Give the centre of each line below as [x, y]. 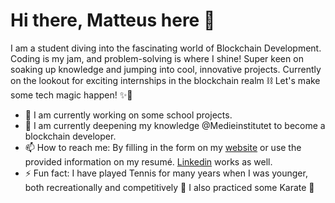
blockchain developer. [70, 136]
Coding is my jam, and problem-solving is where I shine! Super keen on [157, 58]
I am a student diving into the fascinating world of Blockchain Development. [166, 48]
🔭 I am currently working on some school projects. [128, 115]
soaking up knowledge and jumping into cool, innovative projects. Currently [166, 69]
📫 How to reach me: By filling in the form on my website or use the [163, 147]
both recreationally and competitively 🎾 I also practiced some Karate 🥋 [169, 187]
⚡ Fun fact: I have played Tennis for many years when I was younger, [166, 173]
